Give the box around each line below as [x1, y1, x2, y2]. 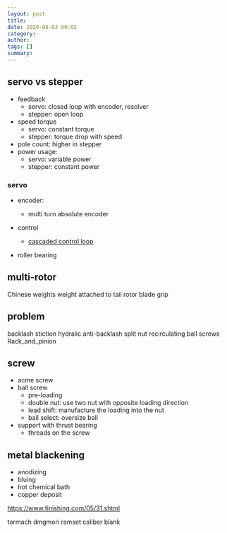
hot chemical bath [17, 483, 70, 491]
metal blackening [7, 449, 85, 461]
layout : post [7, 10, 46, 18]
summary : [7, 50, 33, 57]
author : [7, 37, 30, 44]
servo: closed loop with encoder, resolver [27, 102, 149, 110]
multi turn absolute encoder [27, 209, 109, 218]
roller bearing [17, 250, 57, 259]
